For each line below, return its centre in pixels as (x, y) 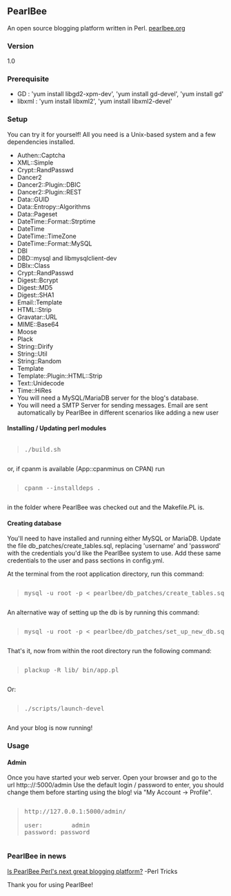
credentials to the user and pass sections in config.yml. (86, 560)
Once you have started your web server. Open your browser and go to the (112, 778)
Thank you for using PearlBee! (50, 884)
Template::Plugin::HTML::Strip (60, 376)
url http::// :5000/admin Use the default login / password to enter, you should (115, 785)
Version (21, 46)
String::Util (32, 354)
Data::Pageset (37, 214)
